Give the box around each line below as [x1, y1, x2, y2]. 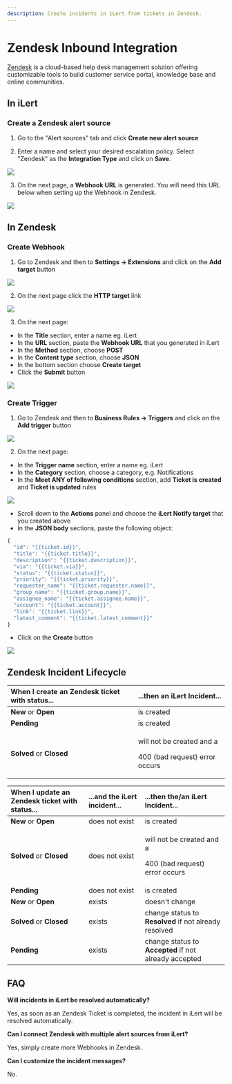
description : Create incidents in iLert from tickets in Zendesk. [7, 10, 202, 17]
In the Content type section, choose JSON [17, 353, 139, 362]
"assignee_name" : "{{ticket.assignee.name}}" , [13, 595, 150, 602]
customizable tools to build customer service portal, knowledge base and [7, 70, 216, 78]
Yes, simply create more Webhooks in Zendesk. [7, 1043, 143, 1052]
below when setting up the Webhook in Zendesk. [17, 188, 157, 197]
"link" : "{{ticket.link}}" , [13, 608, 95, 615]
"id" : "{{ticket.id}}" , [13, 544, 81, 551]
